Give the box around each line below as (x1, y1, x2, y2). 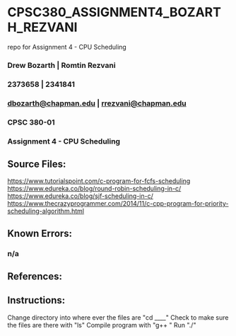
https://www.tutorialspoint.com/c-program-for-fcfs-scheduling (7, 177, 191, 185)
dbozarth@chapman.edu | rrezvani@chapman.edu (7, 98, 187, 108)
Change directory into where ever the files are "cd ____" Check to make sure (7, 313, 229, 322)
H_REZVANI (7, 19, 78, 35)
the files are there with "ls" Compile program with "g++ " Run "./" (7, 320, 196, 329)
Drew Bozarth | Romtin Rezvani (7, 60, 116, 70)
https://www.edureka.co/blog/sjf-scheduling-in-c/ (7, 192, 154, 200)
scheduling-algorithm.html (7, 207, 85, 216)
